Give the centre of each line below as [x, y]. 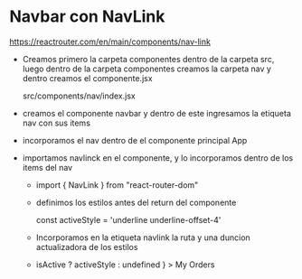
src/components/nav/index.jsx [79, 96]
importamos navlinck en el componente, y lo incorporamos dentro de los [158, 158]
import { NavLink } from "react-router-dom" [117, 185]
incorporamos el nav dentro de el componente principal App [135, 140]
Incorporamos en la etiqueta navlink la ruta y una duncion [143, 237]
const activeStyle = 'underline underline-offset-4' [128, 219]
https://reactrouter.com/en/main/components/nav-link [110, 42]
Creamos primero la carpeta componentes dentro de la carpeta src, [148, 59]
